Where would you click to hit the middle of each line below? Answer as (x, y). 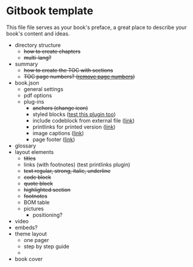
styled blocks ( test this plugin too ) (74, 114)
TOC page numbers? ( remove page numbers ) (79, 76)
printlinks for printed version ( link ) (74, 127)
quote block (38, 183)
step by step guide (46, 246)
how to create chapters (52, 51)
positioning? (48, 215)
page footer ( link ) (54, 139)
